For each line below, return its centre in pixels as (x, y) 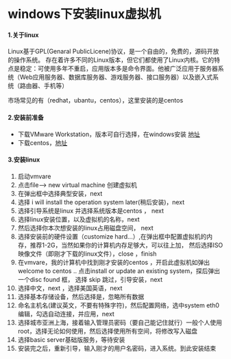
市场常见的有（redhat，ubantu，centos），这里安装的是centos (96, 100)
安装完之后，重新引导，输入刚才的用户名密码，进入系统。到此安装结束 (117, 348)
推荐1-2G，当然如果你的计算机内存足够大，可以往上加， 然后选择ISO (126, 245)
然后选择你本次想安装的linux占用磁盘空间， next (85, 228)
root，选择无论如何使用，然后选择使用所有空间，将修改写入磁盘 (108, 331)
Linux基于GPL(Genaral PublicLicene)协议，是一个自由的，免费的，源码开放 (113, 52)
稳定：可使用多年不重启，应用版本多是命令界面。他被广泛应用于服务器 (119, 69)
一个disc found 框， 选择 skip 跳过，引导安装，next (90, 279)
